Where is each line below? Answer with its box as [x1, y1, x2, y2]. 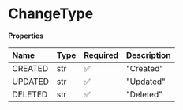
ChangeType [8, 5, 94, 23]
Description [125, 49, 171, 60]
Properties [8, 31, 44, 40]
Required [84, 49, 119, 60]
